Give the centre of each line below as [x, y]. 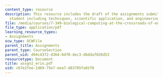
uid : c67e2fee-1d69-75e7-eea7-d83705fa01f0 [50, 68]
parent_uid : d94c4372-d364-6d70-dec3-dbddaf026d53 [57, 55]
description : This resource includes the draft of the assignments [75, 14]
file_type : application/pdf [33, 28]
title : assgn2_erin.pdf [29, 63]
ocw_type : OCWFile [24, 41]
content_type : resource [29, 9]
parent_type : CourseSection [33, 50]
